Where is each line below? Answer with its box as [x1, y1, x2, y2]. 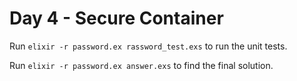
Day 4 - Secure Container [9, 7, 224, 30]
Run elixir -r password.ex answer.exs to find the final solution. [9, 59, 274, 71]
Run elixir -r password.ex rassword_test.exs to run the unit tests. [9, 40, 288, 52]
